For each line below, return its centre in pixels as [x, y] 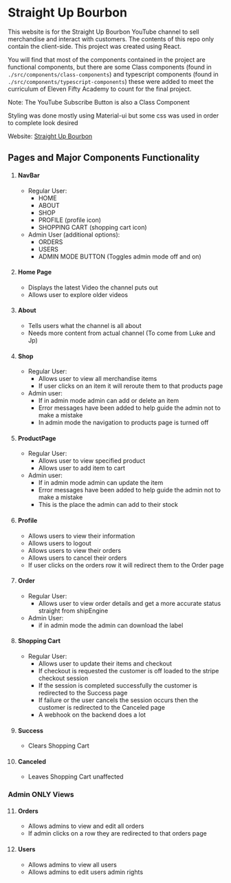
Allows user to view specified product [92, 461]
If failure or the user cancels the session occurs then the [118, 700]
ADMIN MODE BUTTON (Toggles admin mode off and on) [120, 257]
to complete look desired [43, 122]
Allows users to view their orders [75, 550]
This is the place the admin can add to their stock [108, 505]
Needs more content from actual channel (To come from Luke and [122, 333]
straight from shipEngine [73, 611]
